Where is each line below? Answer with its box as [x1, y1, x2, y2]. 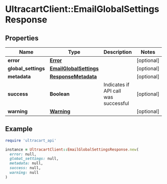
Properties [5, 34, 39, 42]
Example [5, 125, 33, 133]
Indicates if [103, 81, 130, 88]
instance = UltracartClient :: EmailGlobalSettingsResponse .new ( [5, 147, 139, 152]
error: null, [9, 152, 37, 157]
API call [103, 88, 121, 94]
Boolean [49, 91, 70, 97]
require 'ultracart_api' [5, 138, 57, 143]
